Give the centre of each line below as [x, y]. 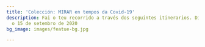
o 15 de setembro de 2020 [45, 23]
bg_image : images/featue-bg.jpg [47, 29]
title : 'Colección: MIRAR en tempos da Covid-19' [71, 12]
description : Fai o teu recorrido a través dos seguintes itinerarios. [99, 18]
